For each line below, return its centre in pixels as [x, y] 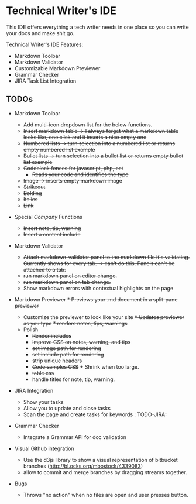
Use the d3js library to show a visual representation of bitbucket [100, 460]
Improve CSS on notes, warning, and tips [81, 342]
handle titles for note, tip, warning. [73, 379]
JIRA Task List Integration [45, 81]
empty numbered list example [59, 149]
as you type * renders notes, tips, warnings [75, 323]
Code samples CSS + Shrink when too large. [85, 366]
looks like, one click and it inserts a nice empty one [85, 137]
